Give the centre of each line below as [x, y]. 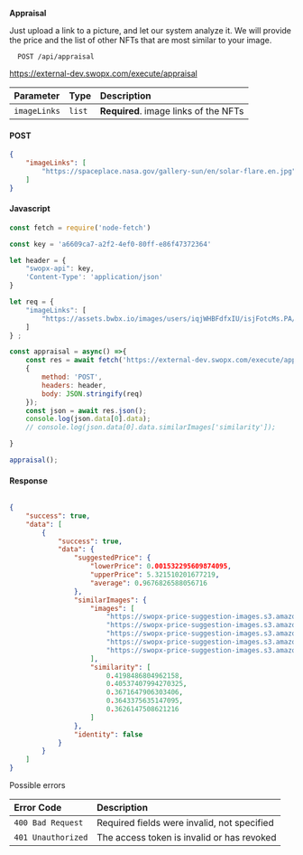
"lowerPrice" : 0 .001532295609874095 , [161, 567]
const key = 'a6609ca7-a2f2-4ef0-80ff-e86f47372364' [110, 244]
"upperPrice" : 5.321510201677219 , [155, 575]
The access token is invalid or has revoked [186, 838]
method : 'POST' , [72, 377]
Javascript [30, 209]
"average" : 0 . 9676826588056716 [148, 583]
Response [28, 480]
